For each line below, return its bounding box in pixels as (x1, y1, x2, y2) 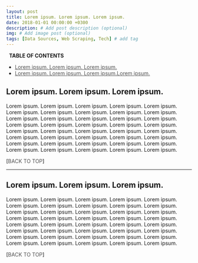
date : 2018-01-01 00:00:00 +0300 (6, 19, 88, 25)
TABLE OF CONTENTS (8, 52, 64, 59)
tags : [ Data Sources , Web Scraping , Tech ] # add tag (6, 36, 138, 42)
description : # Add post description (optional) (6, 25, 128, 31)
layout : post (6, 8, 38, 15)
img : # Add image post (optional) (6, 31, 91, 36)
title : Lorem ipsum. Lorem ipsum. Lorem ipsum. (6, 14, 126, 20)
